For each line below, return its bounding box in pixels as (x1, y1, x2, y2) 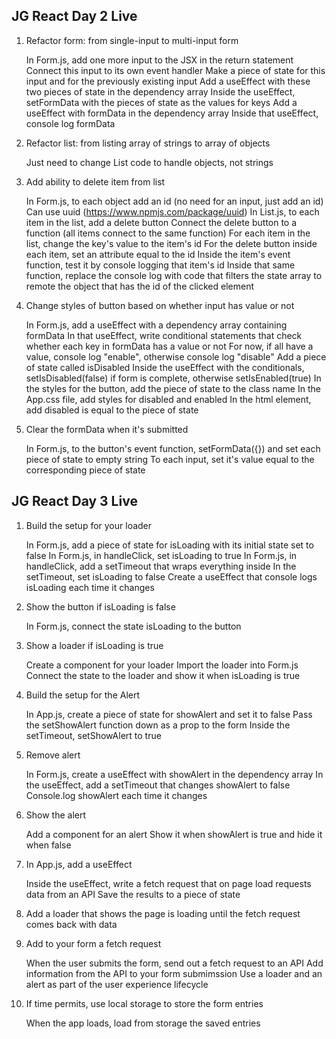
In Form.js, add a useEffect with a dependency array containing (25, 319, 288, 331)
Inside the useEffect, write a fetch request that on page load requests (25, 877, 312, 889)
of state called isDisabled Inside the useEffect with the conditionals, (25, 361, 305, 373)
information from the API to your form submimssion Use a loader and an (25, 967, 323, 979)
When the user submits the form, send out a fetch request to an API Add (25, 957, 324, 969)
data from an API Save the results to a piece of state (25, 888, 241, 900)
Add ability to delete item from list (25, 175, 166, 188)
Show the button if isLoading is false (25, 600, 176, 613)
